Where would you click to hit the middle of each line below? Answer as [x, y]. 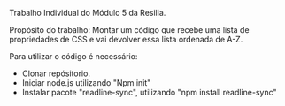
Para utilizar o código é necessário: [73, 56]
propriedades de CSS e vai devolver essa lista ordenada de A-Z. [126, 39]
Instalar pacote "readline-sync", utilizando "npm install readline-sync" [149, 92]
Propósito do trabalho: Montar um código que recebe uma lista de [129, 30]
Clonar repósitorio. [56, 73]
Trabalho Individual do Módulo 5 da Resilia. [88, 13]
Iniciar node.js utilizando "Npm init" [86, 83]
